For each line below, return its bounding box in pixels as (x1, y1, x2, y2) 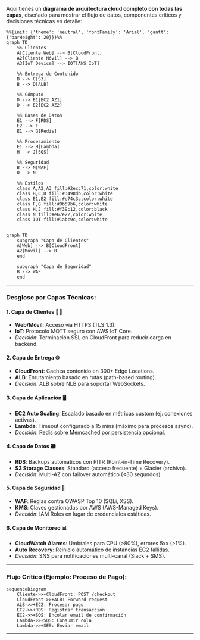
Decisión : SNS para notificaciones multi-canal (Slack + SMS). (14, 552, 165, 560)
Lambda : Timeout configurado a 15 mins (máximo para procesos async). (14, 422, 193, 429)
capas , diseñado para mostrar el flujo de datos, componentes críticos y (6, 11, 182, 18)
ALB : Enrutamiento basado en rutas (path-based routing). (14, 374, 157, 381)
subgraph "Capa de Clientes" (17, 238, 89, 243)
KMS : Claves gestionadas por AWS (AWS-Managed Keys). (14, 504, 159, 511)
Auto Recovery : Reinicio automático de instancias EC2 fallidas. (14, 546, 170, 553)
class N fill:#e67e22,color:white (17, 211, 102, 217)
